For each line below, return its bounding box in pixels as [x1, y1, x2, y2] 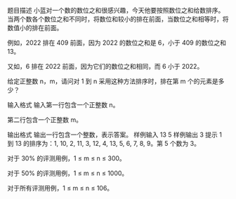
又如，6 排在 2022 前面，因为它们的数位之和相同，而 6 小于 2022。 [7, 62, 204, 70]
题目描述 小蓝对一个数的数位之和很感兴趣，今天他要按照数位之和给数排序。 [7, 6, 225, 14]
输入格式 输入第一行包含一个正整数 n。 [7, 101, 119, 109]
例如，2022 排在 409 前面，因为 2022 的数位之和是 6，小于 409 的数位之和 [7, 39, 227, 47]
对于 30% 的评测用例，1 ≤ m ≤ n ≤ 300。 [7, 154, 126, 163]
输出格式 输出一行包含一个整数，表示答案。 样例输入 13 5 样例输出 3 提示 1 [7, 130, 223, 139]
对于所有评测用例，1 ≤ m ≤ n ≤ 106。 [7, 184, 114, 192]
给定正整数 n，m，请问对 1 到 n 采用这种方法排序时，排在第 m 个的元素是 [7, 77, 219, 85]
